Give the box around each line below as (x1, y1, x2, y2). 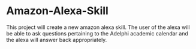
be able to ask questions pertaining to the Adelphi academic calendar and (6, 30, 189, 37)
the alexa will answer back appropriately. (6, 36, 107, 43)
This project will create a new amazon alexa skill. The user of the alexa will (6, 24, 190, 31)
